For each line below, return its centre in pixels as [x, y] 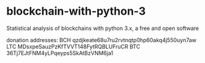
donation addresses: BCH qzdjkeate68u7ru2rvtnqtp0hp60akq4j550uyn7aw [102, 40]
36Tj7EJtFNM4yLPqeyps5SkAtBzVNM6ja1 [60, 53]
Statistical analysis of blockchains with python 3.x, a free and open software [103, 28]
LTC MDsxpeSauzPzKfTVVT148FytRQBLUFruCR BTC [73, 46]
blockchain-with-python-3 [76, 11]
